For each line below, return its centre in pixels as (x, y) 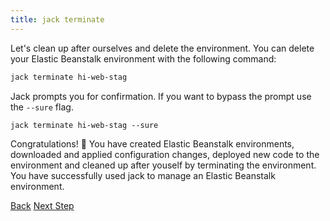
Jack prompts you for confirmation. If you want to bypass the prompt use (161, 96)
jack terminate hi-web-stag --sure (84, 125)
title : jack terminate (57, 19)
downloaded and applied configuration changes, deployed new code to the (165, 154)
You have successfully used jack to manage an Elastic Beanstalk (143, 175)
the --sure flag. (42, 107)
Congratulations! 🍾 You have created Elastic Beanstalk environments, (152, 143)
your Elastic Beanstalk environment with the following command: (143, 58)
